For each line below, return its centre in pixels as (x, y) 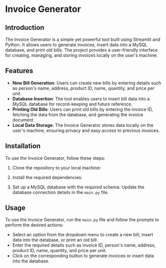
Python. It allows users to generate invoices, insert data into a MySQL (76, 45)
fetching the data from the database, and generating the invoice (78, 114)
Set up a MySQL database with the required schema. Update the (78, 187)
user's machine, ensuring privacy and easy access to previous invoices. (86, 130)
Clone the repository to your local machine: (56, 168)
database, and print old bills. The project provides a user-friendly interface (82, 50)
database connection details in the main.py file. (60, 192)
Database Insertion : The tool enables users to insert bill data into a (81, 98)
